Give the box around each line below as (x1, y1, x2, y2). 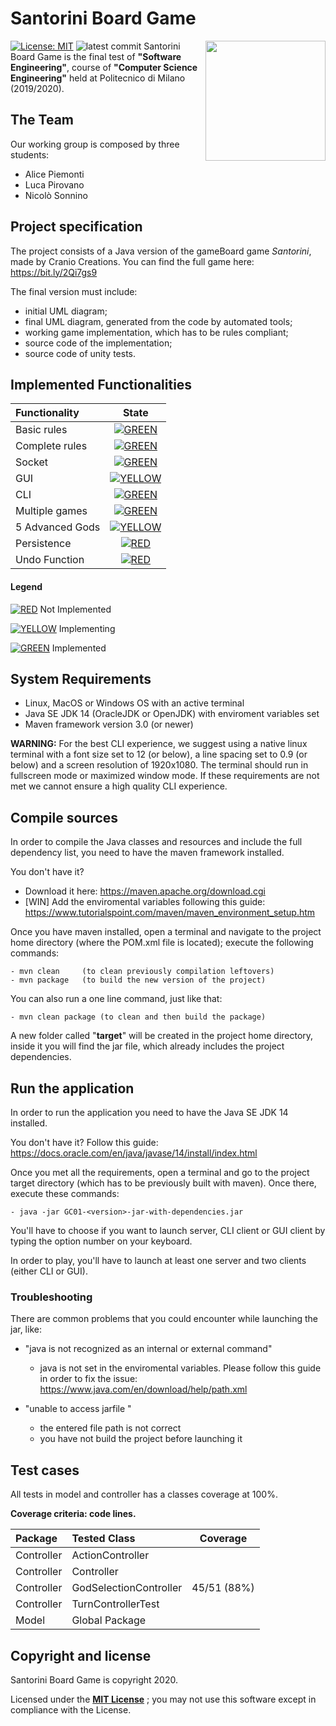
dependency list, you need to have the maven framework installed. (10, 847, 285, 859)
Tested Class (71, 1532, 136, 1546)
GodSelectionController (71, 1581, 183, 1595)
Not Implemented (39, 603, 112, 615)
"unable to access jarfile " (24, 1403, 132, 1415)
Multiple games (15, 504, 88, 518)
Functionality (15, 406, 80, 420)
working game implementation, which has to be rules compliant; (24, 326, 289, 338)
